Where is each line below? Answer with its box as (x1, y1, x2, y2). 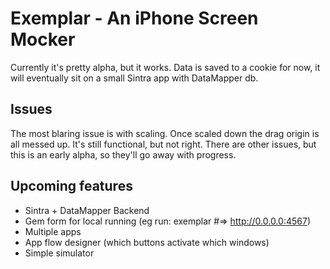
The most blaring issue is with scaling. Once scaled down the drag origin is (10, 127, 320, 139)
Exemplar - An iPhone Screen (10, 7, 259, 30)
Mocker (10, 28, 76, 51)
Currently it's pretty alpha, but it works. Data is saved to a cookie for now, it (10, 61, 321, 73)
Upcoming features (10, 178, 133, 195)
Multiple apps (24, 225, 82, 237)
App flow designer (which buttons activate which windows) (24, 236, 270, 248)
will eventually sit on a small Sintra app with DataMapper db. (10, 72, 259, 84)
